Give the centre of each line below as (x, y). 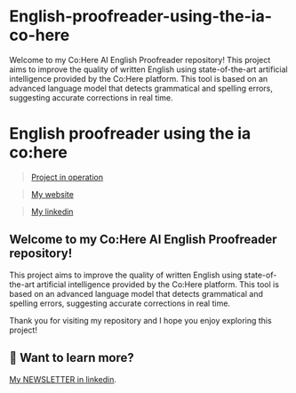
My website (52, 194)
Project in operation (67, 177)
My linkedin (52, 212)
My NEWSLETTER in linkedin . (63, 379)
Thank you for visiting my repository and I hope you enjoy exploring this (141, 320)
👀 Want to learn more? (72, 358)
